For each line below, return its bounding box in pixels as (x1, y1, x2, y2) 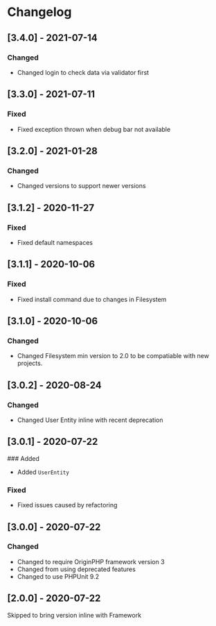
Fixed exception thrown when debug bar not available (17, 125, 171, 133)
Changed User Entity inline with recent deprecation (17, 416, 163, 424)
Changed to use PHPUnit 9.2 (17, 572, 100, 580)
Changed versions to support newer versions (17, 182, 147, 190)
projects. (17, 359, 43, 368)
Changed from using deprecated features (17, 565, 136, 573)
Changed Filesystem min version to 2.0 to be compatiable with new (17, 352, 210, 360)
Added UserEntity (17, 468, 69, 476)
